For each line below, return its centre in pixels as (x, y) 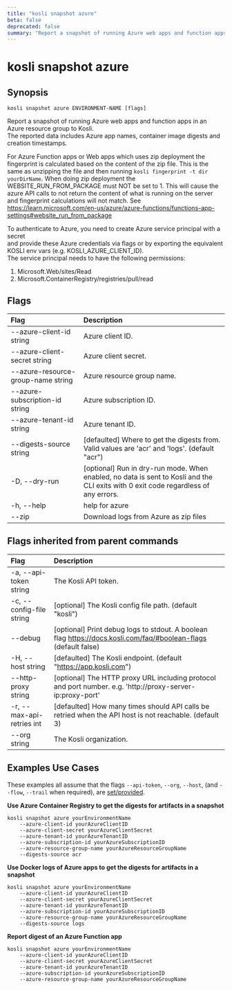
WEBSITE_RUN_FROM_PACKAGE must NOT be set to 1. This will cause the (113, 186)
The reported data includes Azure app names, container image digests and (114, 136)
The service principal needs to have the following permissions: (96, 258)
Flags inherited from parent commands (93, 541)
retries (21, 723)
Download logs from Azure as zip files (145, 517)
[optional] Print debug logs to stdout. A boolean (131, 629)
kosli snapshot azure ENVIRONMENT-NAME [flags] (77, 109)
